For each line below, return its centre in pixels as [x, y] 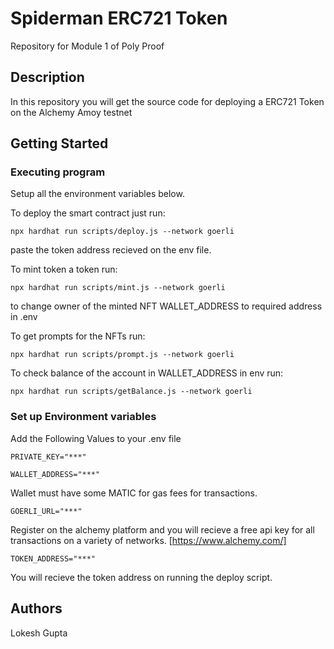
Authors [36, 608]
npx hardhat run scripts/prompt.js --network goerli [122, 355]
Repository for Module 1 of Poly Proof [87, 46]
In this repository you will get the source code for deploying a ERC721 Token [167, 101]
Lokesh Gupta [39, 633]
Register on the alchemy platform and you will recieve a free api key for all [162, 529]
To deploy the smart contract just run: [88, 213]
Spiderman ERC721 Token [119, 18]
